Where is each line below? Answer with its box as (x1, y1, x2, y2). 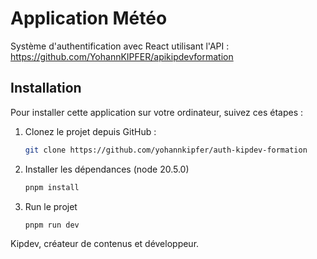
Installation (10, 80, 82, 97)
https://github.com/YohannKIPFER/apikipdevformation (10, 50, 234, 62)
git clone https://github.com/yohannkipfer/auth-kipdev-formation (24, 145, 308, 155)
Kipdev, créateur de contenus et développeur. (10, 238, 200, 250)
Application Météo (10, 7, 168, 30)
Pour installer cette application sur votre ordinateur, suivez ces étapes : (10, 106, 303, 118)
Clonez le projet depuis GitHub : (24, 125, 157, 137)
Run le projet (24, 200, 78, 212)
